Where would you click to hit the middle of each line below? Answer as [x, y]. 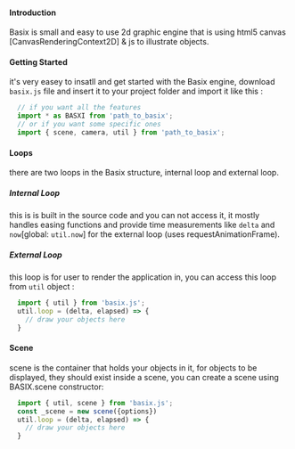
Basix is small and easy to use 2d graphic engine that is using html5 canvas [148, 32]
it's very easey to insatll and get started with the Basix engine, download [142, 82]
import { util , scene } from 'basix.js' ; [95, 403]
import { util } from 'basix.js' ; [81, 303]
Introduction [33, 12]
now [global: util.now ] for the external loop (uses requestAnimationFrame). [145, 234]
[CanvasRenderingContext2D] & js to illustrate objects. [109, 42]
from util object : [42, 287]
